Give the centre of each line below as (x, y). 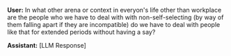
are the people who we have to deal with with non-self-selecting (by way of (115, 17)
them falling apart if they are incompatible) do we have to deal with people (114, 25)
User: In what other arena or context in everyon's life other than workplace (114, 10)
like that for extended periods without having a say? (81, 32)
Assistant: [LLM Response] (47, 45)
